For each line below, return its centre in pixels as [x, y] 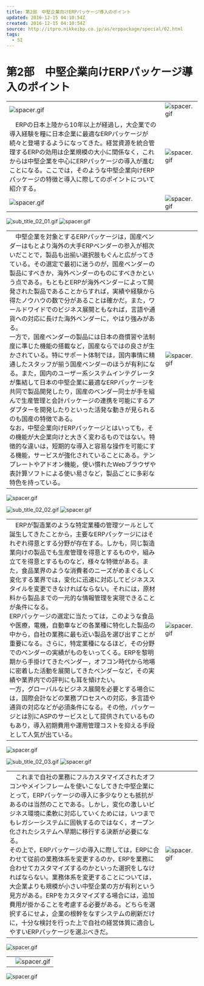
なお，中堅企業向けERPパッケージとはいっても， [78, 427]
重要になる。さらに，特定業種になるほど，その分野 [82, 643]
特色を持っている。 [37, 482]
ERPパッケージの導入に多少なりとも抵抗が [93, 795]
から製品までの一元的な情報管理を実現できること [85, 597]
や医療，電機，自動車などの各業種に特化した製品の [83, 625]
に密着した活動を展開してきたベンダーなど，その [79, 670]
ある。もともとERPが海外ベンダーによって [87, 282]
